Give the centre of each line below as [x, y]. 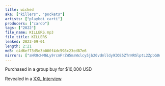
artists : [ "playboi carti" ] [34, 19]
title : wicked [20, 10]
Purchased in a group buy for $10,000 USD [49, 69]
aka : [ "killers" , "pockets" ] [35, 14]
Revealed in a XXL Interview [33, 79]
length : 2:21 [18, 46]
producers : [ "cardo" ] [27, 23]
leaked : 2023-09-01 [25, 42]
